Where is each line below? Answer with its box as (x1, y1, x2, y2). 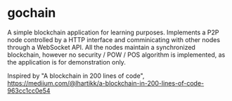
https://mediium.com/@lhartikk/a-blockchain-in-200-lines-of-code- (7, 79, 205, 87)
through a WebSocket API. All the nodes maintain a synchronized (7, 43, 195, 51)
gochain (7, 5, 56, 21)
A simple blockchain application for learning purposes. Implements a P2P (7, 28, 219, 36)
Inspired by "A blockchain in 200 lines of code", (7, 72, 145, 80)
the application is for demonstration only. (7, 58, 127, 66)
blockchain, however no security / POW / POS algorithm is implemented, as (7, 50, 226, 59)
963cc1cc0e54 (7, 86, 51, 95)
